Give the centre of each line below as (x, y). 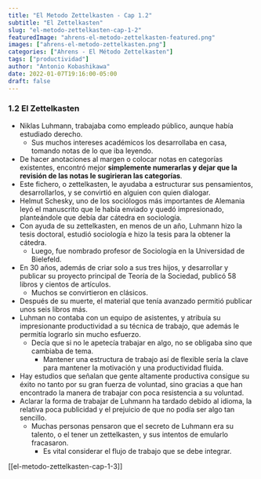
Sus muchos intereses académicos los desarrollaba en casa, (129, 142)
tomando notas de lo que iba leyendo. (92, 151)
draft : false (29, 81)
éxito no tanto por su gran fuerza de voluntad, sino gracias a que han (131, 384)
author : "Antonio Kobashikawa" (59, 67)
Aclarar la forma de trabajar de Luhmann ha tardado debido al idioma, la (136, 400)
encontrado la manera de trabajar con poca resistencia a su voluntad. (132, 393)
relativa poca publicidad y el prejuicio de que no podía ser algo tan (127, 409)
